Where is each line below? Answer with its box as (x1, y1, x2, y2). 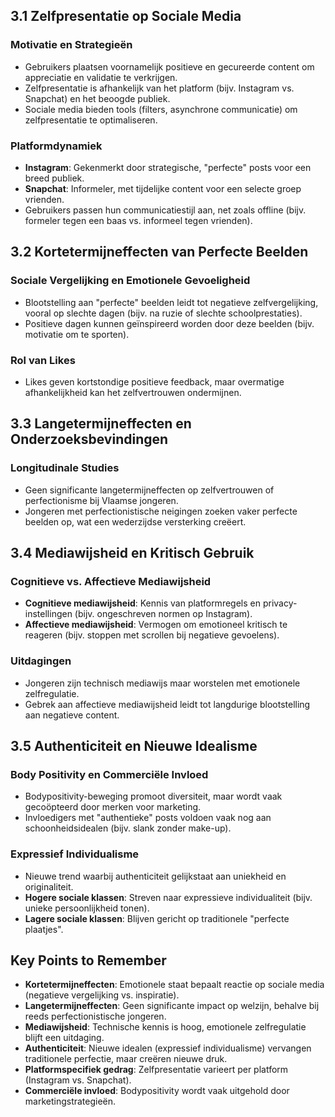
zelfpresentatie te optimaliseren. (24, 114, 158, 126)
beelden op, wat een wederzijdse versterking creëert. (24, 515, 247, 528)
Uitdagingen (10, 654, 72, 668)
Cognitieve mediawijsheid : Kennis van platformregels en (24, 597, 261, 609)
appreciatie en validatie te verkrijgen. (24, 71, 178, 83)
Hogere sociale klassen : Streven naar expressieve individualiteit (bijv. (24, 891, 313, 903)
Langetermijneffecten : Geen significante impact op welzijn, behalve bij (24, 1000, 320, 1012)
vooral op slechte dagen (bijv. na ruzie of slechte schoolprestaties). (24, 307, 303, 319)
